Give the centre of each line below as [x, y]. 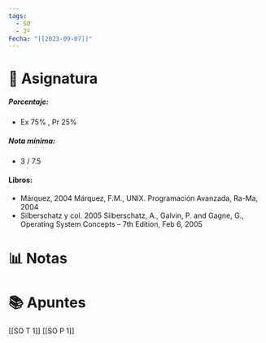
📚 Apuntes [47, 302]
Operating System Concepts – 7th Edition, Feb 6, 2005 [111, 224]
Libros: [20, 180]
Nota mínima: [32, 141]
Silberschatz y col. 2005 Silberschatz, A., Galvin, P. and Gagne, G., [132, 215]
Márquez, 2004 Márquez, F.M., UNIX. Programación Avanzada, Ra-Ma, [139, 198]
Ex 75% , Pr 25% [48, 122]
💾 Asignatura [53, 79]
